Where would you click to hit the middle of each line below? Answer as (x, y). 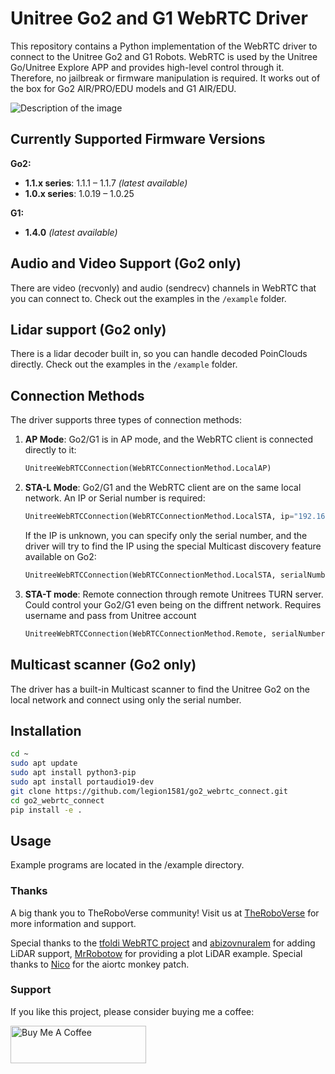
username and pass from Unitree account (110, 615)
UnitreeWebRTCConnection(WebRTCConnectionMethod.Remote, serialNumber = (177, 633)
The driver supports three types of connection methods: (126, 420)
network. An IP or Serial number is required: (115, 498)
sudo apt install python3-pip (73, 773)
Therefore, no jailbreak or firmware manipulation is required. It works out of (165, 78)
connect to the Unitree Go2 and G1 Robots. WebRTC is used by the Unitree (164, 56)
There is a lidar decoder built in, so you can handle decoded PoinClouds (159, 354)
